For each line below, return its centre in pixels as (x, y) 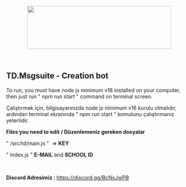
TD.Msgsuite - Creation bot (57, 76)
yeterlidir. (18, 120)
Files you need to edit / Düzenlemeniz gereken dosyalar (76, 132)
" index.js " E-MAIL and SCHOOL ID (50, 155)
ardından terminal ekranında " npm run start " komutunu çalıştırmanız (90, 114)
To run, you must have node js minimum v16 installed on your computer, (94, 90)
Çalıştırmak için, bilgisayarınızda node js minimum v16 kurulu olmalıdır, (92, 108)
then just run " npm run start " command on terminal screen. (79, 96)
